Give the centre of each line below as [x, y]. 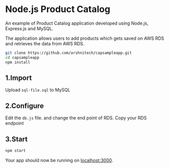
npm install [18, 62]
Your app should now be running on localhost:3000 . [59, 160]
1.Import [18, 78]
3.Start [16, 139]
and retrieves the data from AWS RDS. [45, 43]
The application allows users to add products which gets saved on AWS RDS [85, 38]
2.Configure [24, 106]
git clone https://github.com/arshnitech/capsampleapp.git [69, 53]
